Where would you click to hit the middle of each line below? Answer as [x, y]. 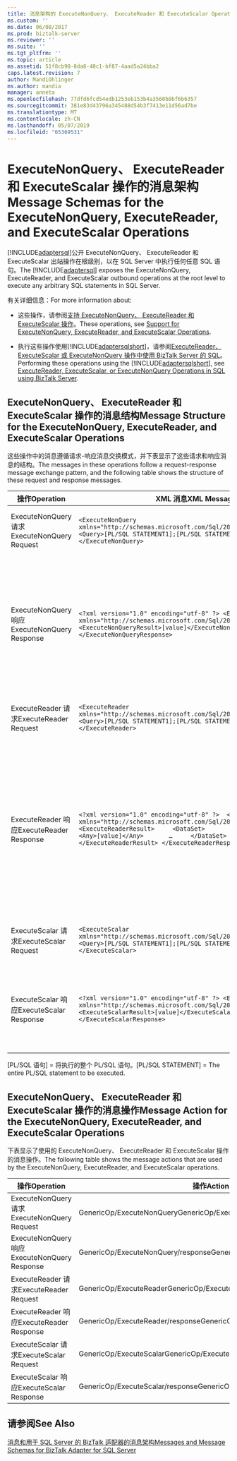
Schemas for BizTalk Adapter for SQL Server [72, 1450]
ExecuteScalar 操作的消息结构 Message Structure [116, 415]
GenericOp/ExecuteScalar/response [138, 1386]
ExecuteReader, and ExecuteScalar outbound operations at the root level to [116, 278]
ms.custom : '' [28, 20]
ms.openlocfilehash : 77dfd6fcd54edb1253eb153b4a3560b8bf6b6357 [102, 100]
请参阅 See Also [41, 1424]
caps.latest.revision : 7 [44, 73]
